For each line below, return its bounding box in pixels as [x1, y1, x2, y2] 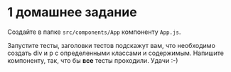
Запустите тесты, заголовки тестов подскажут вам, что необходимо [7, 41, 215, 49]
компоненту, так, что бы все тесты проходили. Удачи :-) [7, 56, 178, 64]
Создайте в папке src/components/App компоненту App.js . [7, 28, 181, 36]
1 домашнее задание [7, 4, 137, 20]
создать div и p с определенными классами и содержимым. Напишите [7, 49, 224, 57]
